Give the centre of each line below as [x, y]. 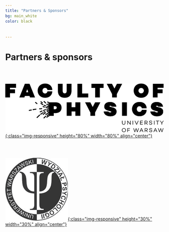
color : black [19, 21]
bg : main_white [21, 16]
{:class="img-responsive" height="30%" [110, 219]
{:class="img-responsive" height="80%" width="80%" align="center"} [79, 136]
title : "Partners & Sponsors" [37, 11]
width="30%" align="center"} [36, 224]
